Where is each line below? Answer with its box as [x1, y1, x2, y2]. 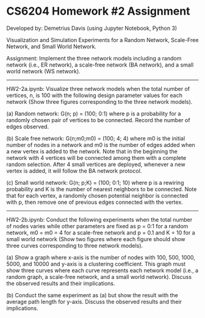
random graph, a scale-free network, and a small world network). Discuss [6, 273, 192, 280]
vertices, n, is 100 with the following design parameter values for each [6, 92, 183, 99]
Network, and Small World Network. [6, 43, 96, 50]
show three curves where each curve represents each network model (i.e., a [6, 267, 199, 274]
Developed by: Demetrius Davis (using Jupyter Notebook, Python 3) [6, 24, 178, 32]
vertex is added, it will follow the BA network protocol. [6, 167, 142, 175]
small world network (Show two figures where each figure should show [6, 235, 185, 242]
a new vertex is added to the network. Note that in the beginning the [6, 148, 178, 155]
